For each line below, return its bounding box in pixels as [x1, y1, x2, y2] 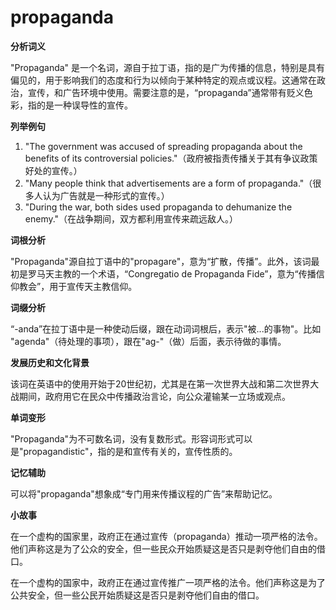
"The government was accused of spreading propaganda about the [24, 140, 303, 152]
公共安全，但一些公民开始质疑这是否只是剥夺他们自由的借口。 [10, 589, 265, 601]
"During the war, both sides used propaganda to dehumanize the [24, 201, 293, 213]
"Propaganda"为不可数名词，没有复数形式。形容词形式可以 [10, 432, 253, 445]
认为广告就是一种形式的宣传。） [42, 189, 170, 201]
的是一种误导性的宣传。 [36, 99, 133, 111]
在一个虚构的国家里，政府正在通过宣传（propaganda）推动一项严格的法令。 [10, 530, 323, 542]
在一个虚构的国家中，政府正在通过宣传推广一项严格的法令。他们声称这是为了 [10, 576, 326, 588]
